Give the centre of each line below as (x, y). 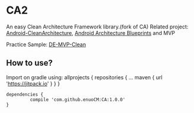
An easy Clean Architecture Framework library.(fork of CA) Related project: (97, 27)
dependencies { (25, 94)
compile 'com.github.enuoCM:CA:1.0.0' (78, 99)
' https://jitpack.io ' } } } (33, 83)
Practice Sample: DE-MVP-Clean (46, 44)
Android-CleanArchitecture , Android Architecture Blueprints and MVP (91, 33)
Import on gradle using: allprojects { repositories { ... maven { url (84, 77)
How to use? (30, 63)
